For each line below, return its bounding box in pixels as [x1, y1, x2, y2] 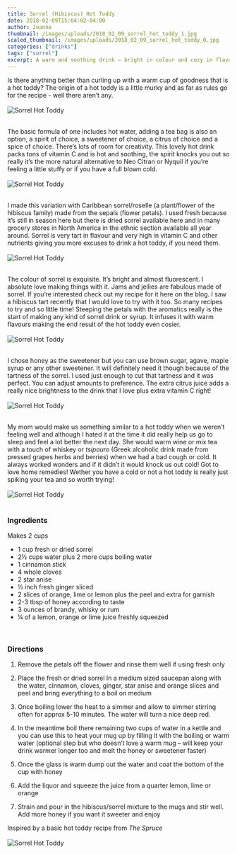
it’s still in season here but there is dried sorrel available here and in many [7, 216, 221, 224]
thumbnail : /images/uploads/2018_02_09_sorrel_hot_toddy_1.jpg [7, 30, 197, 37]
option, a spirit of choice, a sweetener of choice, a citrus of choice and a [7, 134, 219, 143]
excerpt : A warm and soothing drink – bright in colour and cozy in [7, 57, 213, 64]
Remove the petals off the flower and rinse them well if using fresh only [17, 660, 226, 669]
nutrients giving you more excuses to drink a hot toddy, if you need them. [7, 238, 220, 247]
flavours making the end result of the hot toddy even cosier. [7, 320, 181, 328]
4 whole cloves [17, 567, 62, 577]
